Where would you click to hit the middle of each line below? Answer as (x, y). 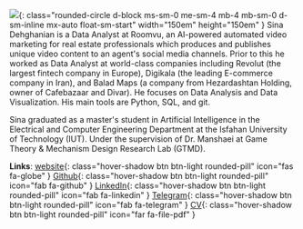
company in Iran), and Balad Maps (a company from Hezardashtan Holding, (151, 83)
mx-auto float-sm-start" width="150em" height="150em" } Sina (165, 25)
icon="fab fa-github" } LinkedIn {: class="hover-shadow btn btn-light (138, 185)
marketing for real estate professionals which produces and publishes (140, 44)
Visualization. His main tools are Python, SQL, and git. (110, 102)
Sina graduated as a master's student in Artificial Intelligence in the (135, 119)
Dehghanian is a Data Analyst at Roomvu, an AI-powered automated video (148, 35)
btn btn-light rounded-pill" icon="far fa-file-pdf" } (102, 214)
